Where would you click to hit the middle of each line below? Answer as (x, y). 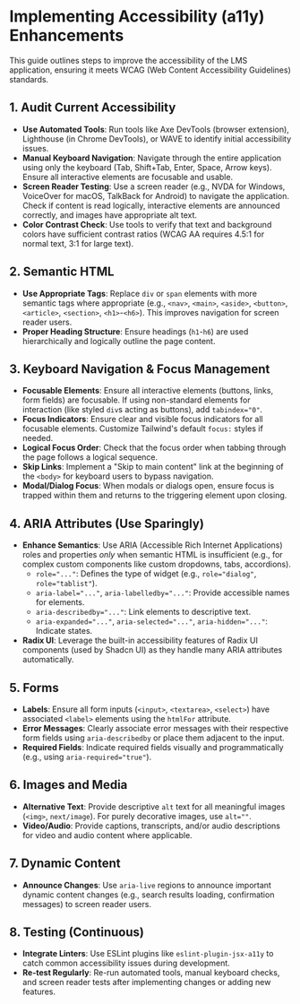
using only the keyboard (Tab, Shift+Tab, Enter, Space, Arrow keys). (147, 167)
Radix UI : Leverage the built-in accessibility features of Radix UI (140, 640)
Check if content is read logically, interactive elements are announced (151, 205)
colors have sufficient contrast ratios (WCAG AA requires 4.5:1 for (143, 234)
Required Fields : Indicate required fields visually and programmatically (153, 747)
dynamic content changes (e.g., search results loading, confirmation (148, 895)
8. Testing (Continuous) (77, 933)
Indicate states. (64, 631)
